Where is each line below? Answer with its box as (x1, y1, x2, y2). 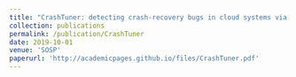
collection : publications (9, 21, 105, 30)
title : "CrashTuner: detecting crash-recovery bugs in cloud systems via (9, 12, 288, 22)
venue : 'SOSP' (9, 46, 62, 55)
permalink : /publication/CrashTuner (9, 29, 144, 38)
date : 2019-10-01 (9, 37, 74, 47)
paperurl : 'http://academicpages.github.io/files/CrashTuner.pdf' (9, 54, 260, 63)
